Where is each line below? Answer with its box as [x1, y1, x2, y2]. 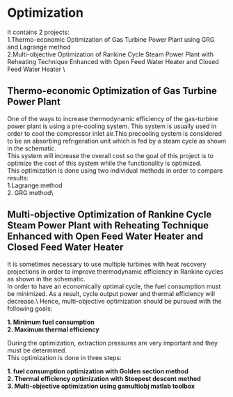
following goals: [7, 304, 53, 313]
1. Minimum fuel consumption [7, 318, 95, 326]
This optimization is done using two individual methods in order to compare [7, 166, 223, 175]
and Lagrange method [7, 42, 71, 51]
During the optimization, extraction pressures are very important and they [7, 338, 218, 347]
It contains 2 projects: [7, 28, 70, 36]
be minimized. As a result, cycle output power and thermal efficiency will [7, 289, 216, 297]
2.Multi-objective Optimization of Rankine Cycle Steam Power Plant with [7, 50, 214, 59]
